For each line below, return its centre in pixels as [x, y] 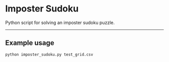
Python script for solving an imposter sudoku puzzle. [60, 22]
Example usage [30, 43]
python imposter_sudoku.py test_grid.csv [49, 54]
